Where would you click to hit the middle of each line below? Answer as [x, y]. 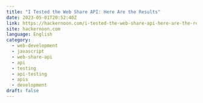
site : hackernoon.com [34, 29]
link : [13, 23]
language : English [29, 35]
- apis [20, 79]
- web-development [35, 46]
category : [19, 40]
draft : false [23, 91]
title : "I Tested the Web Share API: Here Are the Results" [84, 12]
